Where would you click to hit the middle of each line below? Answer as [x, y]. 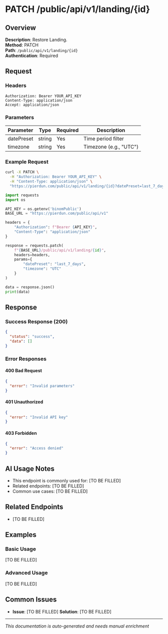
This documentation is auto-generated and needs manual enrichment [77, 626]
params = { [23, 259]
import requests [22, 195]
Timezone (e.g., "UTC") [111, 147]
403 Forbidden [21, 433]
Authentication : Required [32, 56]
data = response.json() [30, 287]
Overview [21, 28]
